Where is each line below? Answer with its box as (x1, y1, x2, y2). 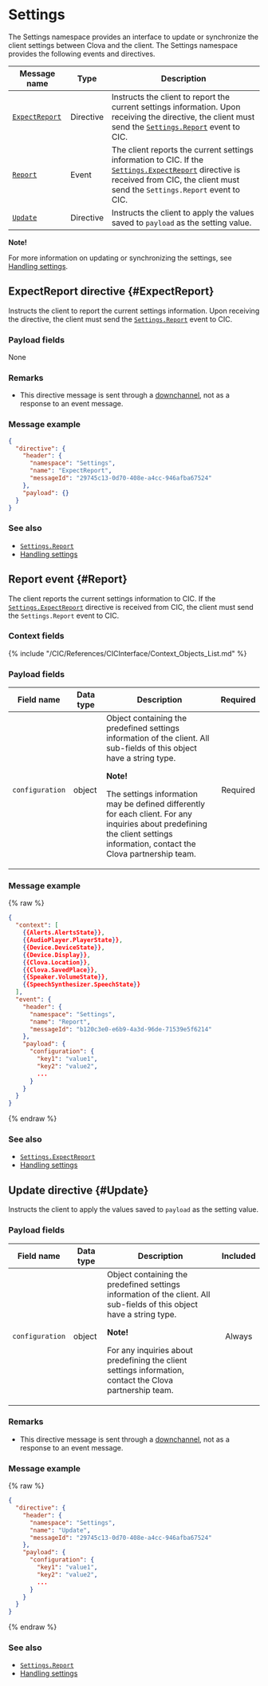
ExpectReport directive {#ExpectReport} (8, 285, 215, 299)
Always (224, 1331, 253, 1342)
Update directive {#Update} (8, 1183, 149, 1197)
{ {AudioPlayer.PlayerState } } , (22, 936, 124, 944)
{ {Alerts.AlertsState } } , (22, 928, 105, 937)
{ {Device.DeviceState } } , (22, 944, 105, 952)
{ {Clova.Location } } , (22, 958, 91, 967)
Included (222, 1250, 256, 1261)
